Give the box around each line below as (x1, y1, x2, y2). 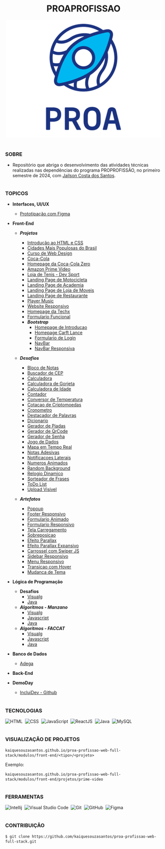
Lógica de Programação (12, 579, 63, 585)
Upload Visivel (27, 486, 57, 493)
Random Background (27, 465, 71, 471)
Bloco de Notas (27, 365, 59, 371)
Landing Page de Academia (27, 282, 84, 288)
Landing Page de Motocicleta (27, 277, 87, 283)
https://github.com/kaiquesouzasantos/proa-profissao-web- (31, 834, 157, 839)
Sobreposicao (27, 532, 56, 538)
